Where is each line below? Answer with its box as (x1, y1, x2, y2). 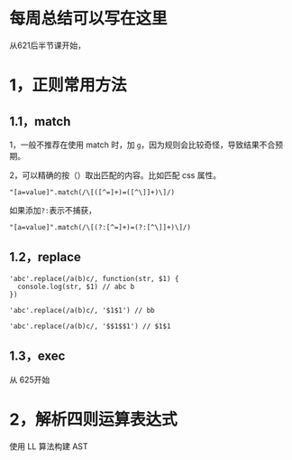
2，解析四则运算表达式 (9, 408, 178, 429)
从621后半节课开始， (9, 40, 86, 51)
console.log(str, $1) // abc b (17, 282, 135, 291)
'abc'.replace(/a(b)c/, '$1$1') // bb (9, 305, 155, 314)
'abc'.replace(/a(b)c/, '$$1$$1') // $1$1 (9, 322, 171, 331)
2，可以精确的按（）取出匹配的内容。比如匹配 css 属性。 (9, 169, 222, 181)
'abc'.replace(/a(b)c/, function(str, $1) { (9, 274, 179, 283)
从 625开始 (9, 374, 50, 385)
